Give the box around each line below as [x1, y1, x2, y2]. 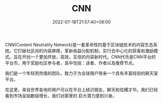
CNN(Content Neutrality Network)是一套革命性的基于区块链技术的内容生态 [5, 42, 154, 48]
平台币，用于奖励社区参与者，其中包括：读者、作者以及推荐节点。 [5, 60, 137, 66]
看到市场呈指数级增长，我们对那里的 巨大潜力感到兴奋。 [5, 93, 117, 99]
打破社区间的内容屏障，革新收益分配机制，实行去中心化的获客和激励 [17, 48, 154, 53]
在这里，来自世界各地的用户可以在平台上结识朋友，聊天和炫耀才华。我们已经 [5, 86, 158, 92]
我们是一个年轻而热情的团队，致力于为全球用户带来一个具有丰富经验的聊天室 [5, 70, 158, 76]
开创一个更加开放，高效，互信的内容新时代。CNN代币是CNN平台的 [21, 54, 156, 60]
